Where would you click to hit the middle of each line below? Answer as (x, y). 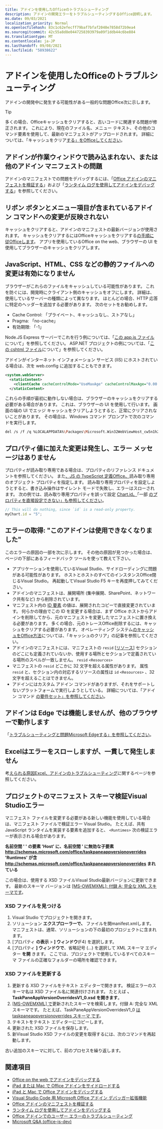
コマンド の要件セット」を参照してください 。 (63, 696)
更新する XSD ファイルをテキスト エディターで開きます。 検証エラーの (82, 985)
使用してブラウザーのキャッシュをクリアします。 (54, 248)
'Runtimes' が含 (21, 858)
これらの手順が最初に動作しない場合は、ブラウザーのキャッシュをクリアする (81, 399)
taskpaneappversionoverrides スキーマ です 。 (58, 1016)
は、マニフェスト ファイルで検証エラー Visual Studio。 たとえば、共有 (75, 824)
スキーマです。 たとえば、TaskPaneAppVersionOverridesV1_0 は (76, 1009)
